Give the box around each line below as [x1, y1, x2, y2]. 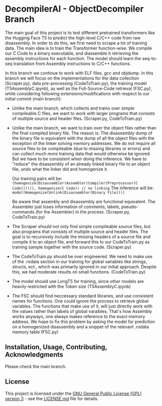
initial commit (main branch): [5, 96, 62, 101]
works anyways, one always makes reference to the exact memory [12, 313, 146, 319]
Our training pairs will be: [12, 176, 62, 181]
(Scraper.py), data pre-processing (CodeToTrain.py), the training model [5, 80, 147, 86]
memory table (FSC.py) [12, 329, 59, 335]
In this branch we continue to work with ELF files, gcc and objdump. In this [5, 70, 154, 76]
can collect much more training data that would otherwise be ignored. [12, 150, 151, 156]
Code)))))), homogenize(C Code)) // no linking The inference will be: [12, 185, 154, 191]
